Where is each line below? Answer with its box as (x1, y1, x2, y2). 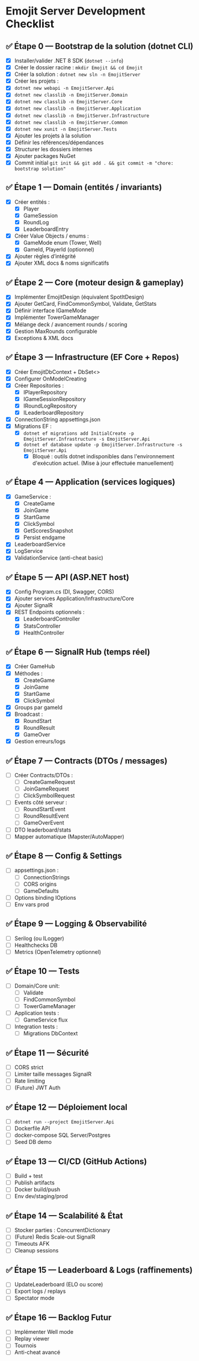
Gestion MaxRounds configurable (14, 327, 97, 335)
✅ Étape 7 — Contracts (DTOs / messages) (5, 756, 168, 766)
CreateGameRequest (23, 778, 76, 786)
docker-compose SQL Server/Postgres (14, 1132, 111, 1139)
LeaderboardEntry (23, 226, 69, 233)
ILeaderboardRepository (23, 409, 84, 416)
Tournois (14, 1342, 37, 1349)
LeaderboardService (14, 541, 66, 548)
